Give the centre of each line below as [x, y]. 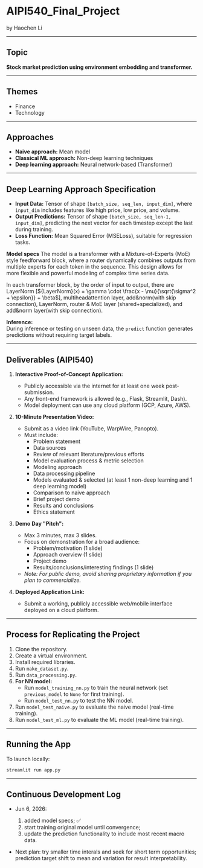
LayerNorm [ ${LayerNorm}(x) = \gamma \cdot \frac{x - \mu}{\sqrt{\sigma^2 [101, 292]
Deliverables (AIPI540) [50, 359]
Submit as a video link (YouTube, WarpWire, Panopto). [91, 429]
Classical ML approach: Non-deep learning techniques [84, 158]
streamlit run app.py [34, 770]
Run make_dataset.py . [42, 668]
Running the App [39, 745]
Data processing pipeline [64, 473]
